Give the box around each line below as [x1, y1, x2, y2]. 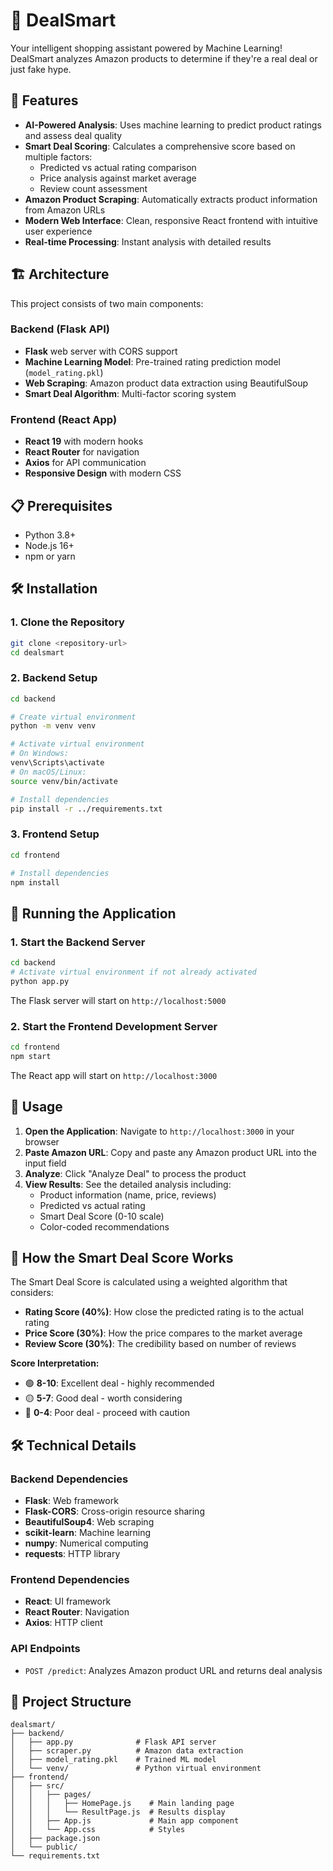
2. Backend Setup [10, 671, 98, 685]
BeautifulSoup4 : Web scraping [24, 1516, 155, 1528]
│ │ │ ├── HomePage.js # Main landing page [10, 1799, 235, 1809]
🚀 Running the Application [10, 905, 177, 922]
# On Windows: [10, 749, 70, 759]
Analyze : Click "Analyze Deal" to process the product [24, 1167, 247, 1179]
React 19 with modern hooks [24, 435, 144, 448]
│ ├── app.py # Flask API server [10, 1737, 217, 1748]
